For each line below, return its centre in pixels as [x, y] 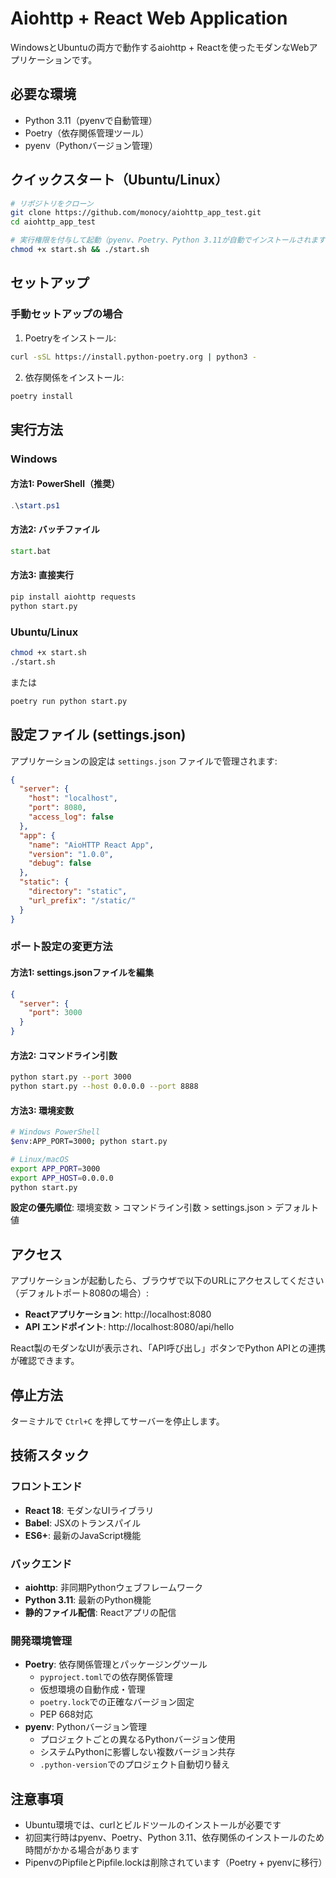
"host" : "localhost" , [73, 798]
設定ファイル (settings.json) [98, 735]
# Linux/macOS [40, 1159]
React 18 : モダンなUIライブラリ [89, 1510]
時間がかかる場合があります [82, 1850]
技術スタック [50, 1455]
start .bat [31, 551]
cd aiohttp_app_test [53, 222]
